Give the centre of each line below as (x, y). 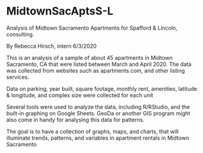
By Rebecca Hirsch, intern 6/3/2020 (52, 46)
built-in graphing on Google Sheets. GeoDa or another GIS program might (98, 113)
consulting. (20, 34)
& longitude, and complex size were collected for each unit (80, 95)
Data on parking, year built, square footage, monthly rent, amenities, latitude (102, 88)
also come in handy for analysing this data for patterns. (75, 120)
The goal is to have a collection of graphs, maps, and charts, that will (92, 131)
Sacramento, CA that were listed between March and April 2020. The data (99, 64)
